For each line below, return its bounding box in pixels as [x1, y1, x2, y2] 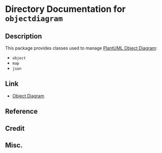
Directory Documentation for [5, 3, 126, 15]
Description [5, 32, 42, 40]
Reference [5, 107, 38, 116]
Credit [5, 124, 25, 133]
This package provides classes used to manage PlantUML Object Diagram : [5, 45, 158, 51]
